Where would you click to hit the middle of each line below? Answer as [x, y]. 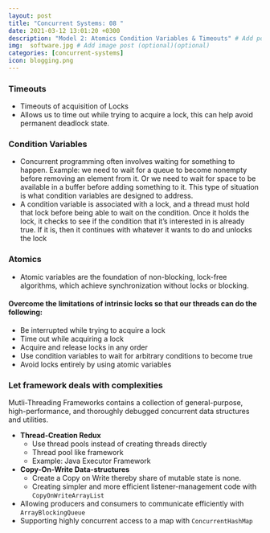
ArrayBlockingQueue [53, 513]
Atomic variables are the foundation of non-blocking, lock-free [123, 277]
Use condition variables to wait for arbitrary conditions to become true [136, 355]
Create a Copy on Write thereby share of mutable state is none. [137, 478]
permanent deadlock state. [65, 123]
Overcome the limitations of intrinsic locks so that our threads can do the [133, 304]
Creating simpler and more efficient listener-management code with [144, 486]
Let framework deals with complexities [86, 385]
